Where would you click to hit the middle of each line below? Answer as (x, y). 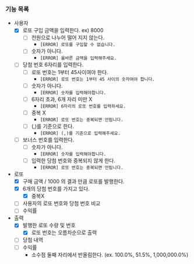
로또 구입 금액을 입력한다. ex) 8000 (63, 30)
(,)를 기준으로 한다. (52, 126)
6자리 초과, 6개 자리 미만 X (62, 99)
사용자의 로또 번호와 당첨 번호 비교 (61, 203)
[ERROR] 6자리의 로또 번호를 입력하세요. (83, 106)
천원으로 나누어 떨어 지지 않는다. (68, 38)
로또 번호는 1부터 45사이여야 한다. (70, 72)
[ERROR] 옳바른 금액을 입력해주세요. (78, 58)
